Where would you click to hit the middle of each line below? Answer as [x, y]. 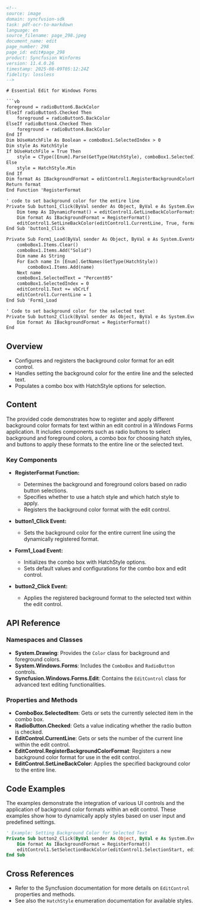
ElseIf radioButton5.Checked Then [49, 113]
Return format [24, 185]
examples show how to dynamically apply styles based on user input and [96, 815]
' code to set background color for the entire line [73, 201]
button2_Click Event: [41, 586]
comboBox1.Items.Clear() [48, 245]
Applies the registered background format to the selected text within [107, 598]
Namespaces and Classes [45, 640]
